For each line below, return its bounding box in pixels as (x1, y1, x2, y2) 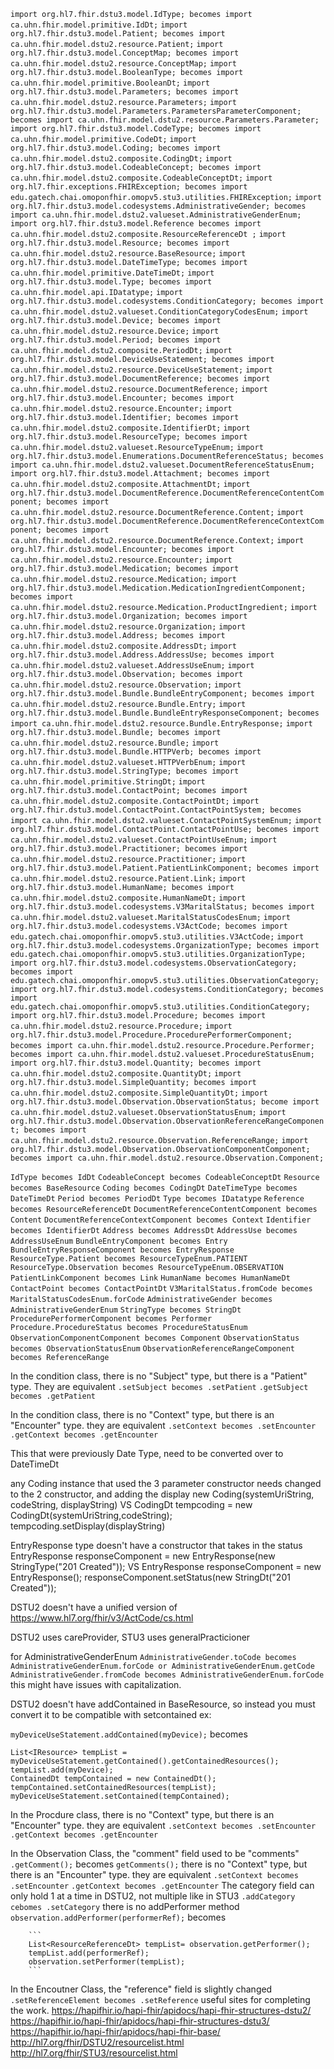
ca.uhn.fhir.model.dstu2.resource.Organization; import (10, 622, 247, 632)
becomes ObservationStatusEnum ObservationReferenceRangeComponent (10, 1344, 295, 1354)
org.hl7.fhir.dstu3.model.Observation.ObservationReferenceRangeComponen (10, 1116, 325, 1126)
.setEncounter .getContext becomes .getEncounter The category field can (10, 1880, 315, 1891)
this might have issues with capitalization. (10, 1679, 182, 1690)
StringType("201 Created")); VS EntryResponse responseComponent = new (10, 1561, 322, 1572)
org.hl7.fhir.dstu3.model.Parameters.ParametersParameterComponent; (10, 106, 302, 116)
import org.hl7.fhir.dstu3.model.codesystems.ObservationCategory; (10, 958, 298, 968)
